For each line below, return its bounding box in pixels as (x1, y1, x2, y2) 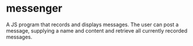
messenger (6, 2, 63, 15)
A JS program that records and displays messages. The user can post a (6, 21, 179, 28)
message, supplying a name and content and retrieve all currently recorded (6, 27, 188, 34)
